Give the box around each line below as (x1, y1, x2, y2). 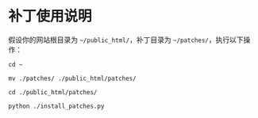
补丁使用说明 (8, 7, 93, 25)
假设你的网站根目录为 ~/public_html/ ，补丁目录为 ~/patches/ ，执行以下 (8, 35, 244, 44)
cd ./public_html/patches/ (8, 88, 98, 96)
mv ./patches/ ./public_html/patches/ (8, 74, 137, 82)
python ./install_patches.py (8, 102, 105, 110)
